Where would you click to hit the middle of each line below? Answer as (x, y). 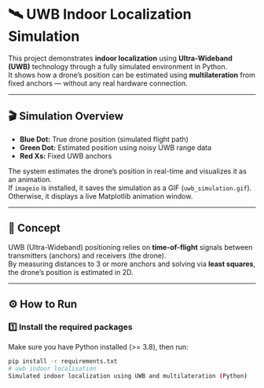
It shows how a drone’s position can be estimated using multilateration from (132, 75)
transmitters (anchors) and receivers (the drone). (87, 255)
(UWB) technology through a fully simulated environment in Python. (118, 66)
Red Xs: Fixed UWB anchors (66, 156)
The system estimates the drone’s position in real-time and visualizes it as (128, 171)
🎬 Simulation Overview (66, 117)
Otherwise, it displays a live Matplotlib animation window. (101, 196)
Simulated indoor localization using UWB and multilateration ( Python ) (128, 376)
